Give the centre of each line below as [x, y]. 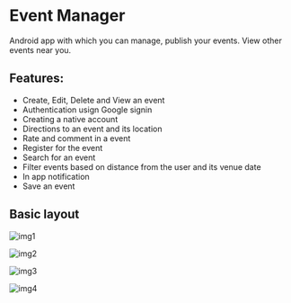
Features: [37, 79]
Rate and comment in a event [76, 138]
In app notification [56, 176]
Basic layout [44, 214]
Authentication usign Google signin [87, 110]
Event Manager [67, 16]
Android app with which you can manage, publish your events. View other [146, 40]
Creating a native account [70, 119]
